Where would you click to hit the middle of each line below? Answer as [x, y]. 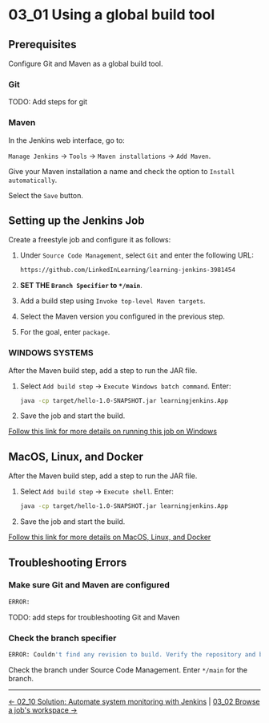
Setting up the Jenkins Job [76, 220]
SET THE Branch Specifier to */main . [81, 286]
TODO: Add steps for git [48, 102]
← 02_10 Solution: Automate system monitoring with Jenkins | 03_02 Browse [134, 701]
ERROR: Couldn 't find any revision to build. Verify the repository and [132, 655]
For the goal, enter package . [65, 332]
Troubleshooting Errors [68, 562]
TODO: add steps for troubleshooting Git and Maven [94, 617]
